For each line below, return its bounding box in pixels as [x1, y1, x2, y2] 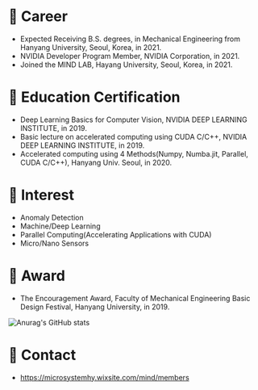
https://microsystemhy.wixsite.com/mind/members [19, 372, 189, 382]
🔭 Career [8, 7, 69, 26]
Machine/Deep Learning [19, 221, 101, 231]
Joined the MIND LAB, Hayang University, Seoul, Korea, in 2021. [19, 60, 233, 69]
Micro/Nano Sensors [19, 238, 89, 248]
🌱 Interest [8, 186, 75, 204]
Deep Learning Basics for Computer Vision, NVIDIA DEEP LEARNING [19, 115, 248, 124]
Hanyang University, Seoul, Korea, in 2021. [19, 42, 162, 52]
